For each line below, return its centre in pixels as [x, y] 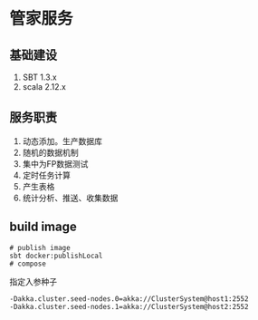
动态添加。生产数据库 [62, 141]
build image [43, 227]
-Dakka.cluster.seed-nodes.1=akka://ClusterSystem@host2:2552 [129, 306]
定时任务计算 [46, 175]
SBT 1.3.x [39, 77]
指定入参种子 [33, 281]
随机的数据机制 [50, 152]
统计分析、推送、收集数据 [70, 198]
